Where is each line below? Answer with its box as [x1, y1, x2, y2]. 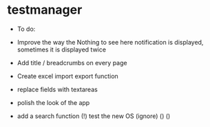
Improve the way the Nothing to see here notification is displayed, [17, 38, 204, 46]
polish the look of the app [17, 98, 90, 106]
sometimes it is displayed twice [17, 45, 107, 54]
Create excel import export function [17, 71, 118, 80]
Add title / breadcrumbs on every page [17, 58, 127, 67]
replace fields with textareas [17, 85, 98, 93]
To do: [17, 25, 36, 33]
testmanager [7, 2, 83, 18]
